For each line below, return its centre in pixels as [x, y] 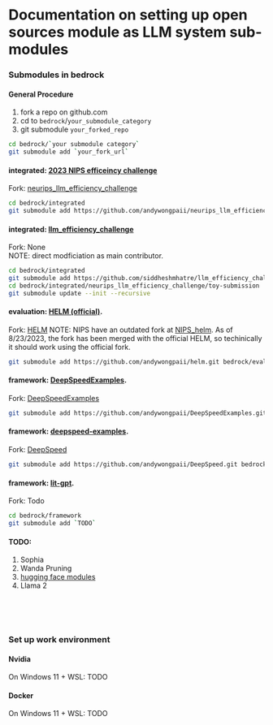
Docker [21, 695]
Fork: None [27, 247]
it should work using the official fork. [70, 347]
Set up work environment [59, 640]
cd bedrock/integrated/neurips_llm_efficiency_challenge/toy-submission [134, 286]
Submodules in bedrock [56, 75]
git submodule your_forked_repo [74, 129]
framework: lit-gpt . [41, 483]
